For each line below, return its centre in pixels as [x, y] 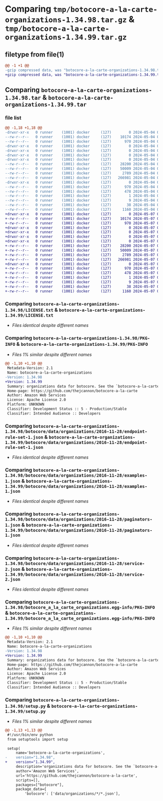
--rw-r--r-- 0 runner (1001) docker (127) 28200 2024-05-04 [80, 164]
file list [13, 118]
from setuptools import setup [38, 739]
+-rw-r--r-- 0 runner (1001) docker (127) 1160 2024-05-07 [80, 291]
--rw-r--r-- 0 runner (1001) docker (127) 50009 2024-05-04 [80, 169]
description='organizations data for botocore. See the [73, 767]
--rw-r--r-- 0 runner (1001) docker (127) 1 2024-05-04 [80, 196]
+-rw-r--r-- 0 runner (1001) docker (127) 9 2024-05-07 [80, 282]
